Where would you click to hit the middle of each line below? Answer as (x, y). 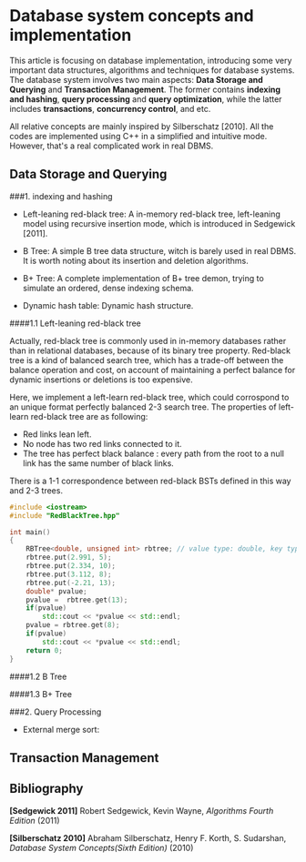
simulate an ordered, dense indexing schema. (108, 288)
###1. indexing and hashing (61, 196)
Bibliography (46, 789)
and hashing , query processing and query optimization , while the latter (146, 99)
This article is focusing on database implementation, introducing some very (151, 60)
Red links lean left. (57, 434)
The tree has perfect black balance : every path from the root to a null (153, 453)
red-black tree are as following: (89, 416)
